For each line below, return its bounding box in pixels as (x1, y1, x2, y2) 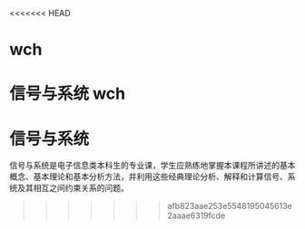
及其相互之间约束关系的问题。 (16, 183, 129, 194)
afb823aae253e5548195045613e (167, 201, 292, 212)
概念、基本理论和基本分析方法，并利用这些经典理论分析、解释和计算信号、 (9, 171, 288, 182)
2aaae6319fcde (167, 210, 226, 221)
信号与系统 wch (9, 83, 125, 104)
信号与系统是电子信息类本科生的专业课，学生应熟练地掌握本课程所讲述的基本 (9, 160, 296, 171)
